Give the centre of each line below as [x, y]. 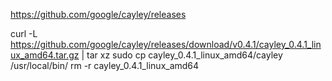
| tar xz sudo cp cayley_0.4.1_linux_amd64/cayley [182, 55]
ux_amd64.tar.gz [45, 55]
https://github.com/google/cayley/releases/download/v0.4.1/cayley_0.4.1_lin [166, 44]
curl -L [24, 33]
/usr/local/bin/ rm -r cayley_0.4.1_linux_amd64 [105, 65]
